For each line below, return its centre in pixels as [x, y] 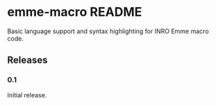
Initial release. [27, 95]
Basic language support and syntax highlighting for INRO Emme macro [108, 31]
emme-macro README [75, 12]
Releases [27, 60]
